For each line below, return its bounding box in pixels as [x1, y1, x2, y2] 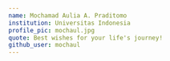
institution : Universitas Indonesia [8, 19, 131, 27]
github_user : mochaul [8, 41, 81, 49]
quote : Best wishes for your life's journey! [8, 33, 163, 42]
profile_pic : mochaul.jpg [8, 26, 95, 34]
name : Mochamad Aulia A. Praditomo [8, 11, 127, 20]
